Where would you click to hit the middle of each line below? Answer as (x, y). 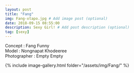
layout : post (18, 9)
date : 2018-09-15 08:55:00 (32, 23)
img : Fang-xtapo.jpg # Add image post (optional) (57, 18)
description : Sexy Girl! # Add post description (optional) (67, 28)
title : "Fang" (19, 14)
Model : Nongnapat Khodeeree (36, 51)
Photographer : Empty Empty (34, 56)
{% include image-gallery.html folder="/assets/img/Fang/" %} (67, 65)
